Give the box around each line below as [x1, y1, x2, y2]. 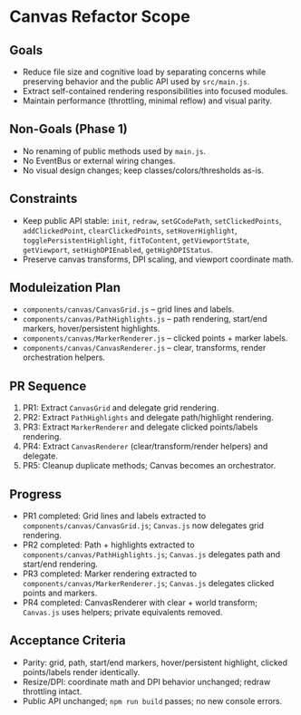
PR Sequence [9, 378, 87, 393]
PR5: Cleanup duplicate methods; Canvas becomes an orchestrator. [22, 460, 277, 471]
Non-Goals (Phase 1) [9, 121, 129, 137]
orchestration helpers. [22, 352, 106, 363]
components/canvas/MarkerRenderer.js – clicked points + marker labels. [22, 333, 288, 343]
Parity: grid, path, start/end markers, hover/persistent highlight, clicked [22, 657, 288, 668]
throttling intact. [22, 686, 83, 697]
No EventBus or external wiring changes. [22, 155, 176, 166]
